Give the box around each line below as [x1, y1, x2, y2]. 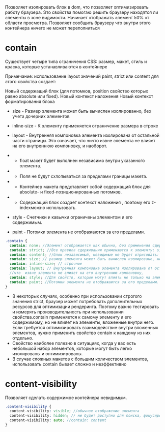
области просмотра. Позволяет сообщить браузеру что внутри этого [5, 20, 151, 26]
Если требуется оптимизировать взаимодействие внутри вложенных [12, 324, 159, 330]
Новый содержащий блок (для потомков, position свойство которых [5, 88, 148, 94]
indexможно [19, 204, 46, 211]
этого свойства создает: [5, 78, 56, 84]
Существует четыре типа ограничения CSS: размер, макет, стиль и [5, 59, 147, 64]
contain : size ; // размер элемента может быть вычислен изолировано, [9, 257, 155, 262]
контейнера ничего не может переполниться [5, 25, 100, 31]
